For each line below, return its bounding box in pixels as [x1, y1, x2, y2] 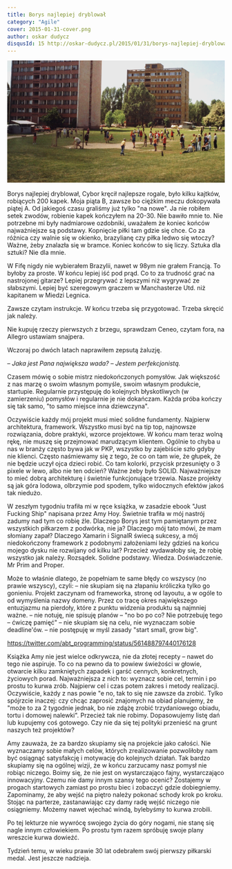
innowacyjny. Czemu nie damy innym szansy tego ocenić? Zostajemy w [7, 776, 211, 784]
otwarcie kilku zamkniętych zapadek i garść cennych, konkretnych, [7, 667, 199, 676]
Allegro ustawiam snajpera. [7, 332, 85, 341]
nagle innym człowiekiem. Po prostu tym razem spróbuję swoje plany [7, 826, 204, 834]
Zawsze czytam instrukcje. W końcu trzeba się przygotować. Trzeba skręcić [7, 305, 224, 313]
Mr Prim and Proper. [7, 561, 64, 569]
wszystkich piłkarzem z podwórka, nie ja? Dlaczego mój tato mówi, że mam [7, 524, 222, 533]
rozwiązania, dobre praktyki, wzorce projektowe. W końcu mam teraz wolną [7, 430, 223, 439]
